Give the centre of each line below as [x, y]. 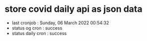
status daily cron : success [39, 33]
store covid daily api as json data [73, 9]
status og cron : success [37, 28]
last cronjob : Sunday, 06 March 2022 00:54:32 [60, 23]
